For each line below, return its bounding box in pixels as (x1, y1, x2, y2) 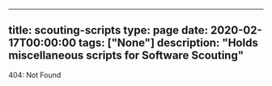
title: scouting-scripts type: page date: (8, 23, 209, 37)
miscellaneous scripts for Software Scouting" (8, 49, 244, 63)
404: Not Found (8, 70, 62, 80)
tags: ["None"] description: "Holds (78, 36, 259, 50)
